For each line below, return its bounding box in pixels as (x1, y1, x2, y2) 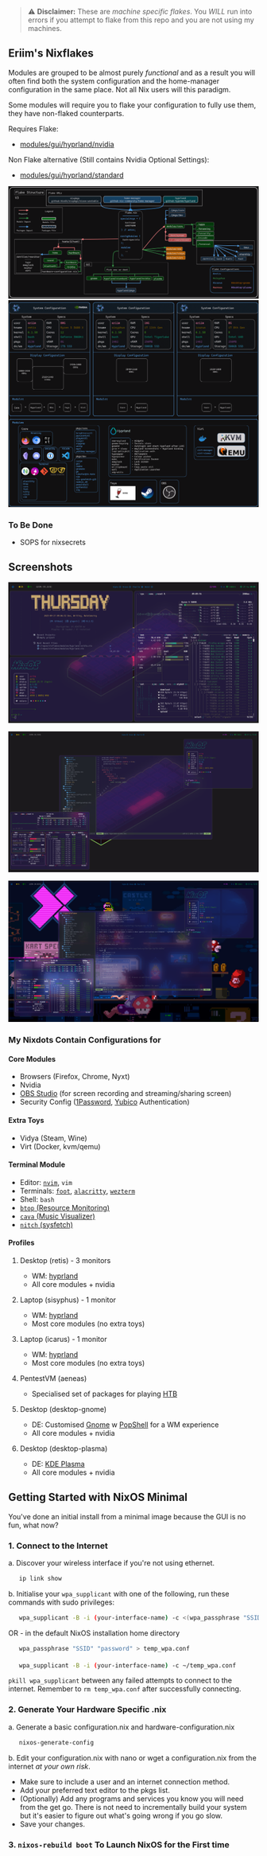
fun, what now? (8, 1520, 59, 1530)
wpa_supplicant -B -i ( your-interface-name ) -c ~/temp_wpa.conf (18, 1661, 237, 1670)
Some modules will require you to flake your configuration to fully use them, (8, 99, 257, 110)
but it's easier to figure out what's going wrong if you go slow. (19, 1811, 223, 1820)
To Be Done (8, 519, 53, 530)
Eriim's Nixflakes (8, 47, 94, 60)
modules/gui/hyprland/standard (19, 170, 124, 180)
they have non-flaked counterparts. (8, 108, 125, 118)
